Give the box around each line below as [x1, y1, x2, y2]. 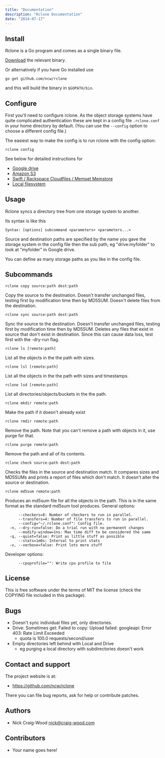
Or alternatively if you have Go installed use [5, 67, 94, 73]
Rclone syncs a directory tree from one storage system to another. [5, 208, 140, 214]
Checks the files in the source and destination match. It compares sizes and [5, 469, 159, 475]
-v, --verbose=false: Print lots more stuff [9, 543, 102, 548]
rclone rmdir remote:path [5, 418, 58, 424]
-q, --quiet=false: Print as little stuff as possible [9, 534, 125, 539]
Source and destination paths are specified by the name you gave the [5, 236, 146, 242]
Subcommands [5, 271, 53, 279]
